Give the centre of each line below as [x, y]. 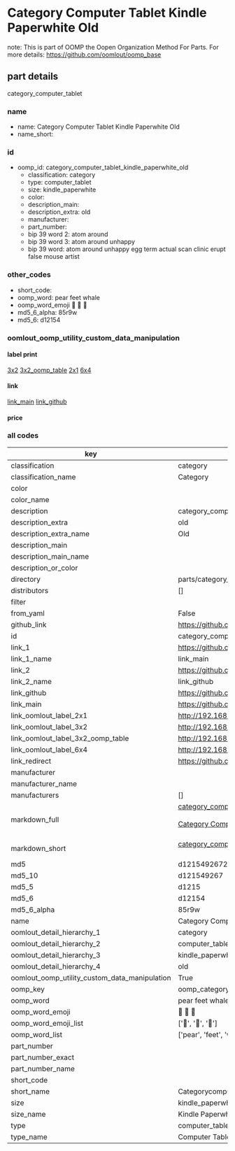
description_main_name [50, 556]
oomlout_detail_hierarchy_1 [56, 932]
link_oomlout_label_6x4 [49, 750]
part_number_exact [43, 1057]
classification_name [43, 477]
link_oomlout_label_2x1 [49, 715]
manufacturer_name [44, 783]
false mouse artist [54, 257]
